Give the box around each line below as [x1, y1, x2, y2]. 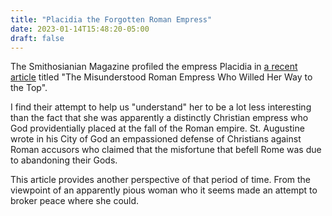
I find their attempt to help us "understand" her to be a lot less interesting [10, 101, 312, 113]
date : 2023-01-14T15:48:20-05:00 [10, 24, 150, 34]
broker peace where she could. [10, 195, 140, 207]
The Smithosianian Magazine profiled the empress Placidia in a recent [10, 61, 298, 73]
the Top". [10, 82, 48, 94]
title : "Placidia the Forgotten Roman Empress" [10, 14, 213, 25]
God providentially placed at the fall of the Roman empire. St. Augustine [10, 122, 305, 135]
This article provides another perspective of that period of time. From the [10, 174, 312, 186]
